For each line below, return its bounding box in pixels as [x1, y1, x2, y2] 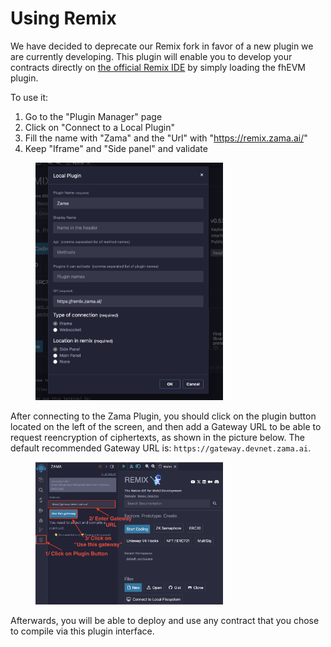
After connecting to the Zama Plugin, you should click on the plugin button [10, 410, 317, 422]
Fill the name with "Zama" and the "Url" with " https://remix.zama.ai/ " [24, 132, 308, 144]
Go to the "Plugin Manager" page [24, 110, 163, 122]
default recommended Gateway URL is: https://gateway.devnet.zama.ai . [10, 442, 312, 454]
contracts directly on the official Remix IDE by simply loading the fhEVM [10, 61, 306, 73]
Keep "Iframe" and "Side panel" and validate [24, 142, 208, 154]
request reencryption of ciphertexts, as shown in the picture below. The [10, 431, 305, 443]
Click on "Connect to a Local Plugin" [24, 121, 175, 133]
